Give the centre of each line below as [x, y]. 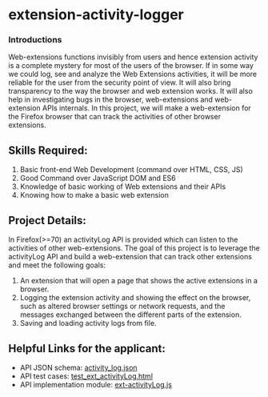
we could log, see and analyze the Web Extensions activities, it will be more [133, 74]
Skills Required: [48, 150]
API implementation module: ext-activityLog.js [96, 384]
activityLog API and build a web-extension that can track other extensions [130, 257]
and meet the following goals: [57, 265]
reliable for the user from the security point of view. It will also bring [120, 82]
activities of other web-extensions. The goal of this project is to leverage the [134, 248]
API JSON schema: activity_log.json [78, 367]
